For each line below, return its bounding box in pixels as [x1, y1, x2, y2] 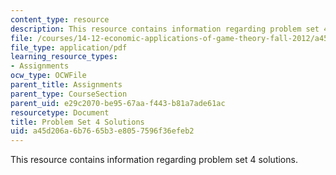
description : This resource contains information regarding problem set [10, 24, 320, 34]
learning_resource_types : [10, 52, 118, 62]
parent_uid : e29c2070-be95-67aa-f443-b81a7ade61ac [10, 98, 226, 108]
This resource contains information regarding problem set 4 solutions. [10, 154, 298, 166]
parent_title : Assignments [10, 80, 123, 90]
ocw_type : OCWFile [10, 71, 87, 81]
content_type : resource [10, 14, 110, 25]
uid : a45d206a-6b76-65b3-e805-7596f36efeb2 [10, 126, 195, 136]
